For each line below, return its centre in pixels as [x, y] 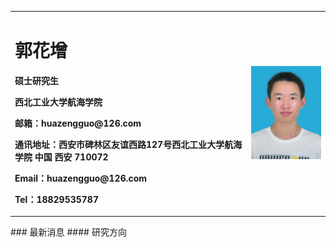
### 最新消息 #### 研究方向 [68, 232]
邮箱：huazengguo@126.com [78, 123]
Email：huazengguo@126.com [81, 178]
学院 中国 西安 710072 [61, 157]
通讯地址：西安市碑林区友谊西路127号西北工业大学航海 [128, 144]
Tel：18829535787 [56, 199]
